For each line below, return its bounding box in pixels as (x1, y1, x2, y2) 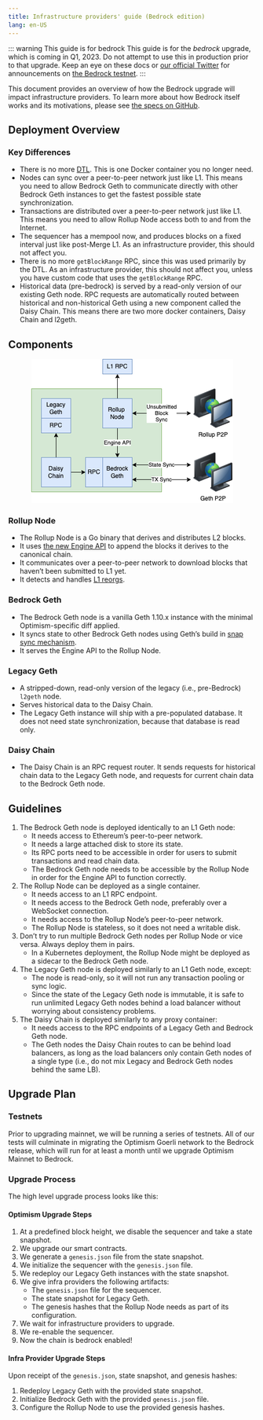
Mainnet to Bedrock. (8, 1154, 74, 1163)
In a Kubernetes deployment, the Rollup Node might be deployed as (31, 948, 250, 957)
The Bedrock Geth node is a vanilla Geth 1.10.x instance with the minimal (19, 612, 254, 622)
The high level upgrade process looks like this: (8, 1191, 159, 1201)
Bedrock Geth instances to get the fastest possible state (19, 189, 202, 200)
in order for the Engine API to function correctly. (31, 873, 187, 882)
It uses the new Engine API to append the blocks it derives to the (19, 541, 229, 551)
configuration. (31, 1311, 77, 1320)
